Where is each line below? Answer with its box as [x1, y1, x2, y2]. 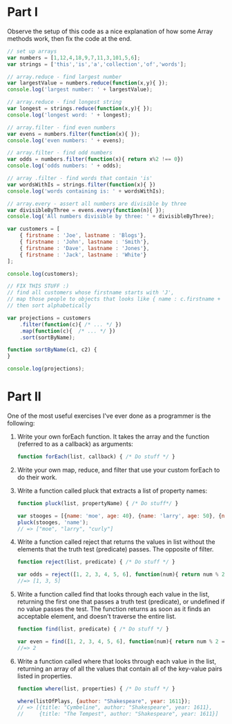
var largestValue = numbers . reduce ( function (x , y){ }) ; [7, 80, 168, 87]
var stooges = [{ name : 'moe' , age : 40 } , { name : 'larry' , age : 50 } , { [17, 512, 222, 520]
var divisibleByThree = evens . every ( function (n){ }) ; [7, 206, 166, 213]
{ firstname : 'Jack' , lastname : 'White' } [19, 251, 147, 258]
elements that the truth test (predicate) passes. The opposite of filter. [17, 545, 214, 554]
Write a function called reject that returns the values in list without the [17, 538, 215, 546]
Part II [7, 389, 41, 405]
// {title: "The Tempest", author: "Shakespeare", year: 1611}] [17, 711, 219, 718]
